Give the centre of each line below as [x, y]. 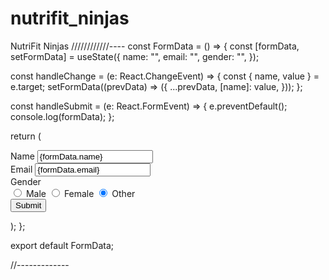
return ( [26, 136]
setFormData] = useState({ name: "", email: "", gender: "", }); [135, 56]
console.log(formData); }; [62, 116]
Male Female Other [80, 193]
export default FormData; [62, 245]
